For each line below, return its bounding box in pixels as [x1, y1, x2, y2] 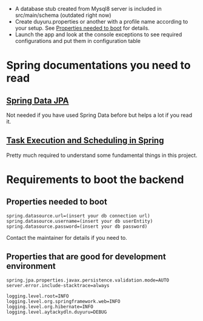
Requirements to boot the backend [6, 173, 184, 187]
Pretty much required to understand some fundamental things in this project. [6, 151, 198, 159]
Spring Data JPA [6, 95, 69, 105]
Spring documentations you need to [6, 59, 191, 72]
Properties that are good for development [6, 251, 167, 262]
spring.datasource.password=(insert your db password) [6, 223, 148, 230]
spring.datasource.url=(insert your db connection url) [6, 213, 150, 219]
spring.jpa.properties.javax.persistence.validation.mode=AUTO [6, 277, 170, 283]
